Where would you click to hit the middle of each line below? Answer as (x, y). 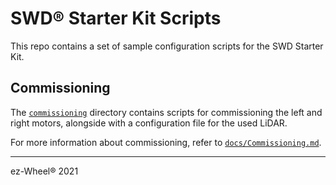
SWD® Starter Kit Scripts (116, 18)
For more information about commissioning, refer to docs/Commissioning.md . (166, 142)
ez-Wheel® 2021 (44, 171)
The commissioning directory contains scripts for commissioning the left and (166, 112)
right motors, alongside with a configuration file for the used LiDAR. (149, 123)
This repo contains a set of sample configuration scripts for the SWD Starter (167, 46)
